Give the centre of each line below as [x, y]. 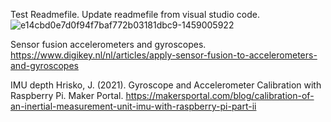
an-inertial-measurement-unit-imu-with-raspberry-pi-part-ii [133, 106]
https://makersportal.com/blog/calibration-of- [220, 95]
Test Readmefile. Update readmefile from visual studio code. [135, 14]
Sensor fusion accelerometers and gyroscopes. [108, 44]
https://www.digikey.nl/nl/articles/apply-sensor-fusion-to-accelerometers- [164, 55]
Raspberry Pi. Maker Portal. [67, 95]
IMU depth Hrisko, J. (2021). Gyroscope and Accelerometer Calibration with [166, 85]
